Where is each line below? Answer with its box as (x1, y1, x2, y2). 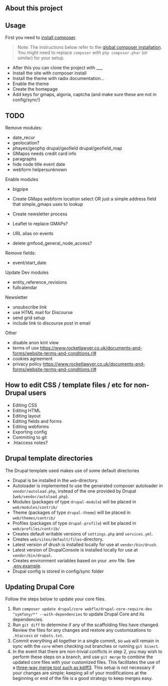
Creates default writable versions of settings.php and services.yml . (12, 530, 153, 537)
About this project (5, 4, 63, 13)
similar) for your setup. (17, 55, 65, 61)
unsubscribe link (12, 304, 47, 310)
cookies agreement (12, 356, 53, 362)
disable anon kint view (12, 340, 59, 346)
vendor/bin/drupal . (12, 552, 53, 558)
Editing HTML (12, 407, 41, 413)
